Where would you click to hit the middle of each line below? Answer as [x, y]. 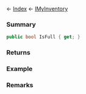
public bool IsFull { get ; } [43, 37]
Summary [21, 24]
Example [20, 69]
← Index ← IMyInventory [37, 9]
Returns [18, 53]
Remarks [20, 85]
